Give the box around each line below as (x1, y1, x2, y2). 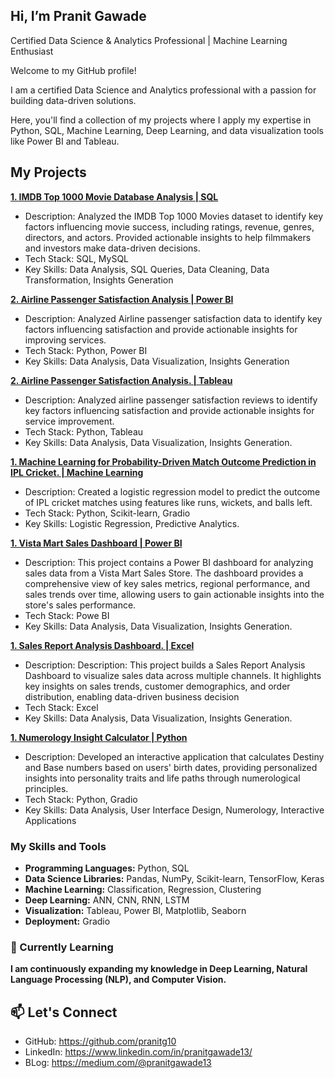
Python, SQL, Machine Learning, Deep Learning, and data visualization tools (10, 124, 324, 136)
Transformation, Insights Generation (24, 274, 174, 286)
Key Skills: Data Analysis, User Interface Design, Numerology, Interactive (24, 804, 325, 816)
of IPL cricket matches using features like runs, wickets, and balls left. (24, 496, 313, 508)
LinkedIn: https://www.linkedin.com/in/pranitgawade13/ (24, 1046, 253, 1058)
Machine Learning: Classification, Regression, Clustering (24, 883, 262, 895)
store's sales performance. (24, 599, 137, 611)
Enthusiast (10, 45, 54, 57)
